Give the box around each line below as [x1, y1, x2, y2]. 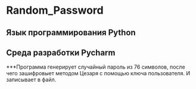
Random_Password [6, 4, 104, 17]
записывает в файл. [6, 76, 57, 84]
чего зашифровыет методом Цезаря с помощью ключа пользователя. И [6, 70, 191, 77]
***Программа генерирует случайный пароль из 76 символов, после [6, 63, 186, 70]
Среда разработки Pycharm [6, 47, 116, 57]
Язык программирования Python [6, 27, 136, 38]
